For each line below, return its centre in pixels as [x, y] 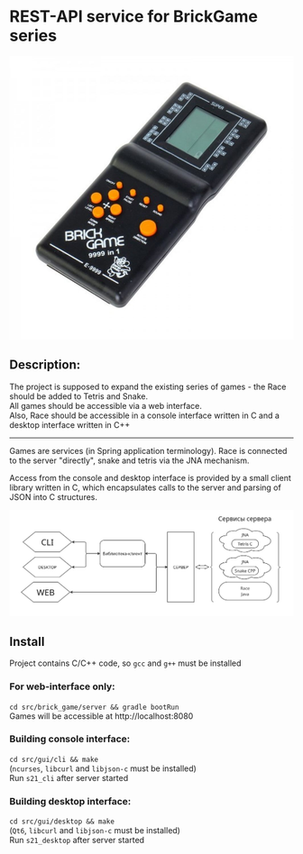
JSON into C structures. [53, 496]
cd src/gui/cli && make [54, 759]
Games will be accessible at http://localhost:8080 [101, 716]
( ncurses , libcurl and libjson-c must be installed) [103, 768]
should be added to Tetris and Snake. [79, 396]
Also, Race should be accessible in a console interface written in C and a [144, 415]
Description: [45, 365]
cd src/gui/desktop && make [62, 822]
